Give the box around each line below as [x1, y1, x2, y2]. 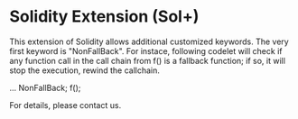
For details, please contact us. [9, 99, 122, 110]
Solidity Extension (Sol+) [9, 6, 200, 27]
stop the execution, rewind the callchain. [9, 65, 161, 76]
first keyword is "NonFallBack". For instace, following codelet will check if [9, 45, 283, 56]
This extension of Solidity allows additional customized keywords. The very [9, 36, 289, 47]
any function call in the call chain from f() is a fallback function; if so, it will [9, 55, 286, 66]
